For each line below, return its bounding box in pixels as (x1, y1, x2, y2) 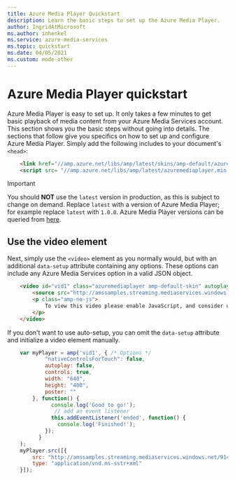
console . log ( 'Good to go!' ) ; (51, 401, 136, 408)
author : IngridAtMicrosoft (7, 23, 86, 30)
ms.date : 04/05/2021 (7, 50, 68, 57)
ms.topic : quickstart (7, 43, 71, 50)
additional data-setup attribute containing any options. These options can (7, 262, 219, 270)
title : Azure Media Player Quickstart (7, 10, 120, 18)
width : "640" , (44, 375, 86, 382)
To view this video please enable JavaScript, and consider (44, 302, 224, 309)
